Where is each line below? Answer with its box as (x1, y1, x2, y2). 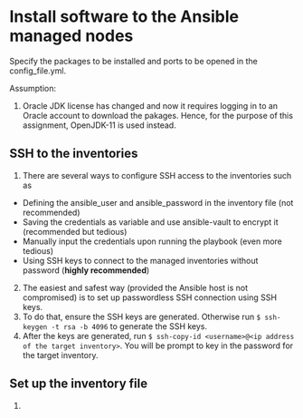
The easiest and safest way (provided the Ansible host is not (22, 282, 249, 293)
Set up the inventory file (9, 376, 147, 392)
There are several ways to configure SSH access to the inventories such (22, 170, 292, 180)
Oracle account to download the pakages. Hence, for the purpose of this (22, 110, 294, 121)
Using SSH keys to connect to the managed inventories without (22, 255, 259, 266)
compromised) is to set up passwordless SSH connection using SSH (22, 292, 278, 303)
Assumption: (9, 83, 57, 93)
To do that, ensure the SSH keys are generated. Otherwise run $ (22, 311, 261, 322)
